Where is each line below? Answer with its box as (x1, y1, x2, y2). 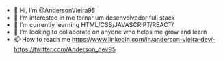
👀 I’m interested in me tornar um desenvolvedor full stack (13, 13, 175, 22)
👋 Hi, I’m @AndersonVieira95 (13, 7, 96, 14)
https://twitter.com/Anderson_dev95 (13, 45, 116, 53)
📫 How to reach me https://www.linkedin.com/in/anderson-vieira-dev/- (13, 36, 216, 43)
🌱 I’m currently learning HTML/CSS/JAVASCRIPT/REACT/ (13, 21, 174, 28)
